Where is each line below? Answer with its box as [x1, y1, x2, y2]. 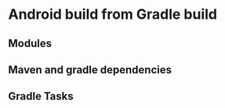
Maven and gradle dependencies [8, 63, 172, 76]
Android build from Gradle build [8, 5, 218, 23]
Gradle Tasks [8, 90, 74, 103]
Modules [8, 37, 53, 50]
